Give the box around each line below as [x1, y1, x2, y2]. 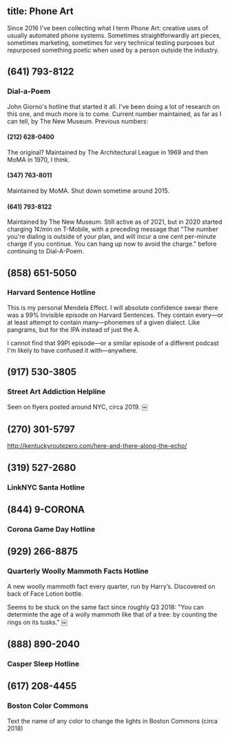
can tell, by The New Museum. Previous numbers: [7, 117, 149, 125]
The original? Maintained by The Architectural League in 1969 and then [7, 148, 209, 156]
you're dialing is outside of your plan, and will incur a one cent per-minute [7, 233, 216, 241]
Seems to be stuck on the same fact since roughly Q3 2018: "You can [7, 603, 205, 611]
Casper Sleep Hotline [7, 659, 80, 668]
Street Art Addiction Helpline [7, 387, 105, 396]
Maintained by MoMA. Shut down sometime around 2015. [7, 186, 170, 195]
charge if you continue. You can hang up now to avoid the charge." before [7, 240, 217, 248]
